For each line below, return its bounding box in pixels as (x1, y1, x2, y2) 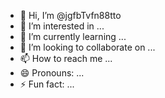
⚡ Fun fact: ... (19, 78, 75, 90)
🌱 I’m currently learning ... (19, 31, 127, 42)
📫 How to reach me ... (19, 53, 113, 64)
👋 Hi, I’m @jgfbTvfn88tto (19, 10, 122, 21)
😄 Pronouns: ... (19, 67, 85, 79)
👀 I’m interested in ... (19, 20, 105, 32)
